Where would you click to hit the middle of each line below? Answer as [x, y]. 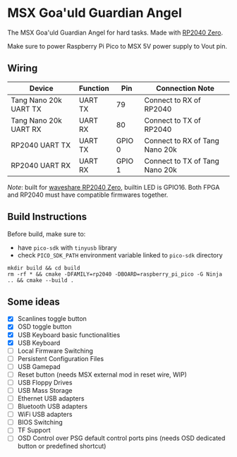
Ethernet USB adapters [51, 398]
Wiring [23, 68]
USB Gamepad [39, 366]
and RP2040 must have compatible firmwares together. [88, 195]
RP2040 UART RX [41, 165]
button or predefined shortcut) [62, 446]
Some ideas [34, 301]
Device [42, 88]
